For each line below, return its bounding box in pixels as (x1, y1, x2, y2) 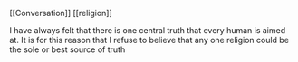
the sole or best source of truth (9, 44, 126, 55)
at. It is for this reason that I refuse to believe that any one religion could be (9, 35, 290, 45)
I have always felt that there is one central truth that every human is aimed (9, 25, 286, 35)
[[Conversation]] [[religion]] (9, 8, 113, 18)
